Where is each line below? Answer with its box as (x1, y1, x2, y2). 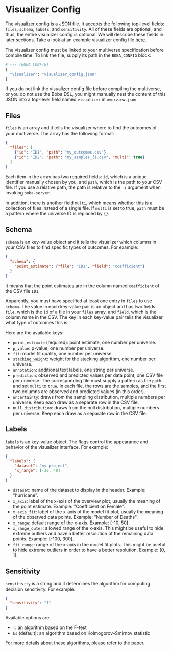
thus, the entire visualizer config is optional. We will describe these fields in (5, 31, 164, 37)
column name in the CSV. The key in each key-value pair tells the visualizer (5, 314, 163, 320)
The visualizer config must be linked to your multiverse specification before (5, 47, 164, 53)
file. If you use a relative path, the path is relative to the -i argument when (5, 184, 161, 190)
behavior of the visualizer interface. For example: (5, 444, 109, 450)
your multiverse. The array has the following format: (5, 131, 115, 137)
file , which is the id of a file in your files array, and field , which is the (5, 309, 157, 315)
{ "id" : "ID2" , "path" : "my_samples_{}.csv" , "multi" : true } (14, 155, 145, 160)
